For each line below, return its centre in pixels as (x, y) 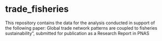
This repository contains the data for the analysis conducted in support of (80, 23)
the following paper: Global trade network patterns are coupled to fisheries (81, 28)
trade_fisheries (37, 9)
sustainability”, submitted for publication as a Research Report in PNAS (77, 33)
